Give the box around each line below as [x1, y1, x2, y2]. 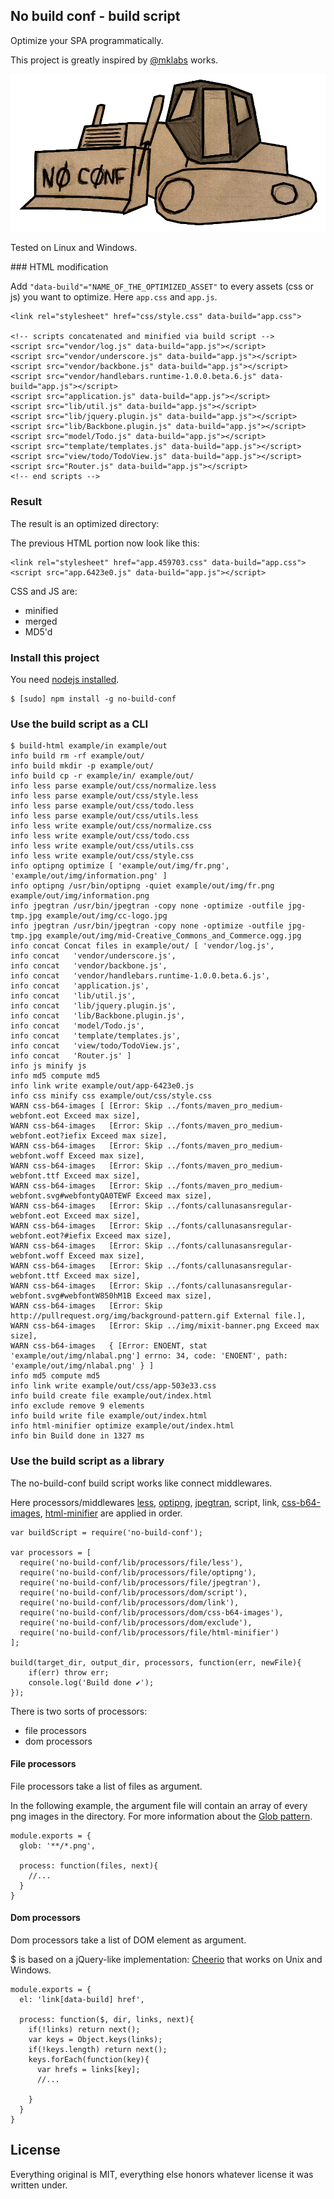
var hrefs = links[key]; [36, 2064, 141, 2074]
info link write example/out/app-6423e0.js [10, 1081, 195, 1091]
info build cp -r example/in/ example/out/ [10, 771, 195, 781]
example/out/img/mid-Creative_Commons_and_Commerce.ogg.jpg [46, 931, 302, 941]
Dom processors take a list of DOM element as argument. [10, 1934, 247, 1946]
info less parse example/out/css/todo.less [10, 801, 195, 811]
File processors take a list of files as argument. [10, 1780, 203, 1792]
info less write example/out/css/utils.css [10, 841, 195, 851]
